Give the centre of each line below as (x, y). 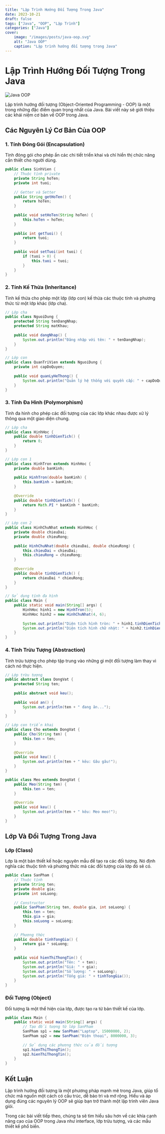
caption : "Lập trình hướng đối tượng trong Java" (66, 46)
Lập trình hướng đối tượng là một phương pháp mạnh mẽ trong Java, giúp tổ (82, 1090)
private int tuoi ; (33, 183)
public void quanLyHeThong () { (46, 376)
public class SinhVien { (30, 169)
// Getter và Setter (35, 192)
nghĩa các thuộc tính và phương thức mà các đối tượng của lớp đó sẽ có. (78, 866)
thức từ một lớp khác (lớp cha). (36, 303)
